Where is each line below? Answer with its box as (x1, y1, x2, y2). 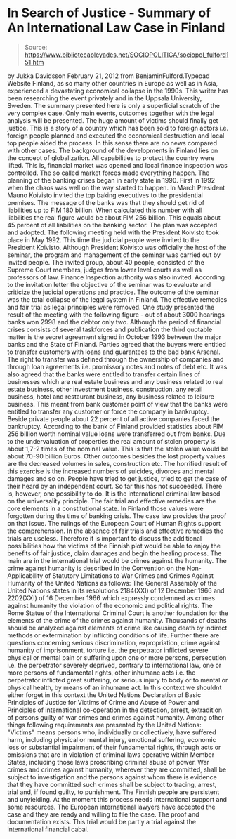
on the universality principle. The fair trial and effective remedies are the (7, 496, 216, 505)
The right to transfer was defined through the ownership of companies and (7, 355, 224, 363)
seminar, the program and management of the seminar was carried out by (7, 251, 221, 259)
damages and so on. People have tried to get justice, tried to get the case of (7, 474, 228, 482)
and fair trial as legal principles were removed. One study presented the (7, 303, 215, 311)
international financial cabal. (7, 825, 89, 833)
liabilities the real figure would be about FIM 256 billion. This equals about (7, 213, 221, 222)
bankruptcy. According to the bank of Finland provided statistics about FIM (7, 422, 224, 430)
